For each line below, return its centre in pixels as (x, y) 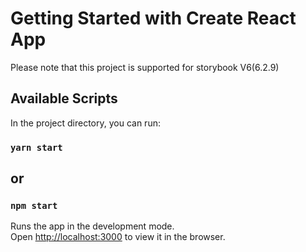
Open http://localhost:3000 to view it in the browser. (118, 237)
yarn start (36, 147)
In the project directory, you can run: (85, 123)
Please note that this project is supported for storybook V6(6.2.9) (145, 67)
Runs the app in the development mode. (92, 226)
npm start (34, 205)
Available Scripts (64, 98)
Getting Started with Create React (153, 18)
